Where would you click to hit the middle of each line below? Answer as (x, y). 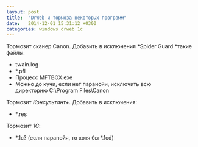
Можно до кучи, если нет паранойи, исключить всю (83, 84)
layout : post (23, 12)
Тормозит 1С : (23, 126)
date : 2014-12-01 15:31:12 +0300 (51, 23)
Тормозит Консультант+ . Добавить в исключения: (72, 102)
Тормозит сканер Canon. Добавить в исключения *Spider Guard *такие (99, 46)
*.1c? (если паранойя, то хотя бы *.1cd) (64, 138)
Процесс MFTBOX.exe (44, 77)
